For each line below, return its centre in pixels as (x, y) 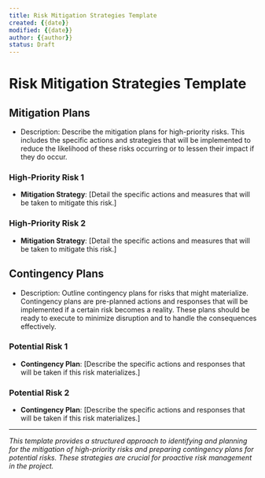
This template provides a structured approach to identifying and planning (128, 441)
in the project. (31, 466)
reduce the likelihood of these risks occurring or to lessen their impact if (137, 149)
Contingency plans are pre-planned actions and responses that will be (134, 301)
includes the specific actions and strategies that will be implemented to (135, 140)
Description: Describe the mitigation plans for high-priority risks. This (132, 132)
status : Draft (32, 45)
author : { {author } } (41, 37)
